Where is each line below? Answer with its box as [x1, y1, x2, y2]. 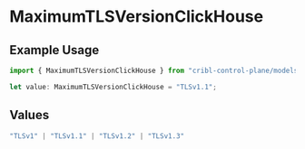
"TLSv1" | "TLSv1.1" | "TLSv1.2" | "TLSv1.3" [9, 131, 184, 141]
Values [9, 107, 50, 123]
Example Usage [9, 42, 100, 58]
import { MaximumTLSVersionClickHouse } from [9, 66, 184, 75]
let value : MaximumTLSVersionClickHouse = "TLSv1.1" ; [9, 82, 218, 91]
